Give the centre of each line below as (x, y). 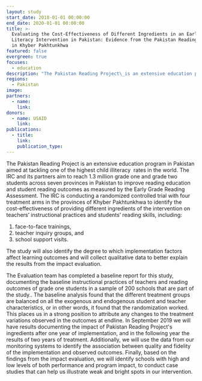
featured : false (26, 51)
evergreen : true (26, 57)
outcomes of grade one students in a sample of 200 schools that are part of (100, 288)
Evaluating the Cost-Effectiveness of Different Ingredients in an (98, 34)
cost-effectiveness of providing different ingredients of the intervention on (98, 208)
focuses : (17, 62)
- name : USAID (29, 118)
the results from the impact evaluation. (54, 263)
